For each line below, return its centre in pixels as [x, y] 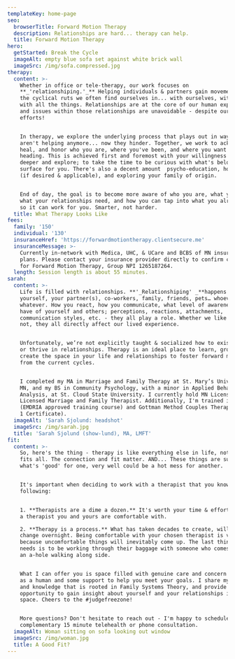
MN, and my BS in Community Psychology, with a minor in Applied [117, 388]
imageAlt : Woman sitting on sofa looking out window [92, 632]
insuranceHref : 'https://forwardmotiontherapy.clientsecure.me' [109, 240]
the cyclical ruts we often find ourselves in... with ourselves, [119, 99]
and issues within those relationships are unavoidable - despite [119, 111]
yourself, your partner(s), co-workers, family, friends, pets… [115, 298]
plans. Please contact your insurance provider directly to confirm [122, 260]
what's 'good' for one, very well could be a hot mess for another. [122, 466]
